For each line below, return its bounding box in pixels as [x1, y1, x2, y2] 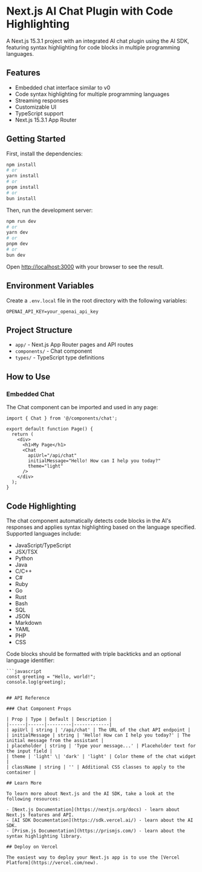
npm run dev [6, 218, 36, 224]
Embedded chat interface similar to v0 [15, 84, 111, 91]
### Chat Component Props [6, 706, 71, 712]
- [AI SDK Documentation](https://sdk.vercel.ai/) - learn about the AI [6, 817, 194, 823]
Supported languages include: [6, 530, 82, 537]
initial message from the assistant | [6, 737, 104, 743]
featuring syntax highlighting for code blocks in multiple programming [6, 44, 180, 51]
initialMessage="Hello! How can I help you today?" [28, 458, 161, 464]
